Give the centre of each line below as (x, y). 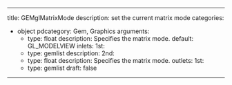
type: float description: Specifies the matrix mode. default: (110, 38)
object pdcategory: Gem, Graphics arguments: (83, 31)
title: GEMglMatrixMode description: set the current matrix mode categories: (116, 18)
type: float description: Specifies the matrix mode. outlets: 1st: (116, 60)
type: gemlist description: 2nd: (71, 53)
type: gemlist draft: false (62, 68)
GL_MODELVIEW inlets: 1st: (66, 46)
